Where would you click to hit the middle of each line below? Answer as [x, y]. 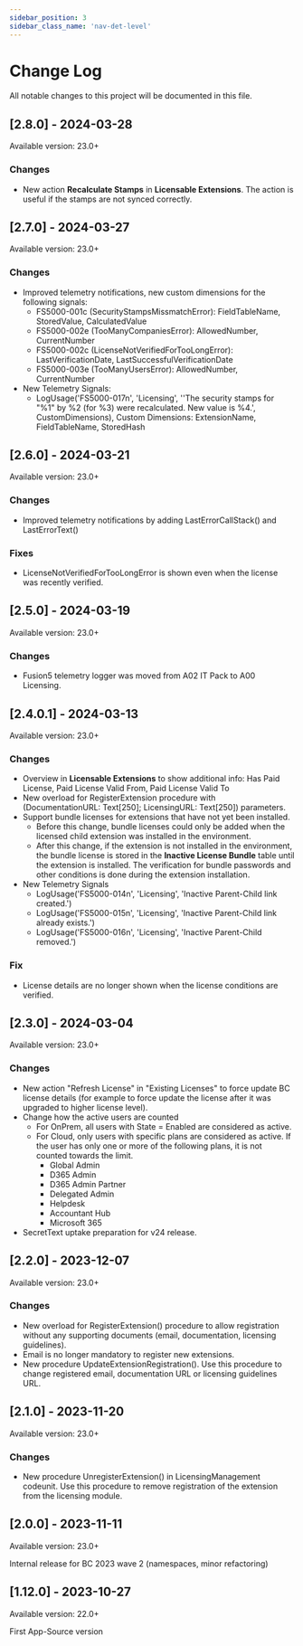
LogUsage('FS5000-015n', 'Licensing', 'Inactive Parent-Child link [156, 913]
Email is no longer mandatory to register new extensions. [128, 1354]
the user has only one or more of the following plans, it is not [149, 1146]
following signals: [55, 302]
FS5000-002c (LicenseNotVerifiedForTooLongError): [134, 350]
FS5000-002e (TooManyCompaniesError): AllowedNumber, [147, 330]
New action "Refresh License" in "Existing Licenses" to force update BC [156, 1088]
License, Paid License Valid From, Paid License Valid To [126, 789]
